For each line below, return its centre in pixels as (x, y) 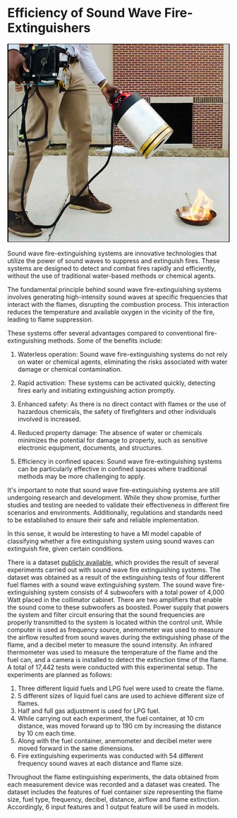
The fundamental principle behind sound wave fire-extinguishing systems (115, 289)
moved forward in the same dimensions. (76, 748)
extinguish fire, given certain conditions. (66, 549)
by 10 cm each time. (47, 733)
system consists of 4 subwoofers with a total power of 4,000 (136, 592)
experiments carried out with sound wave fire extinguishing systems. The (114, 570)
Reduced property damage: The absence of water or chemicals (110, 432)
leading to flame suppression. (50, 319)
